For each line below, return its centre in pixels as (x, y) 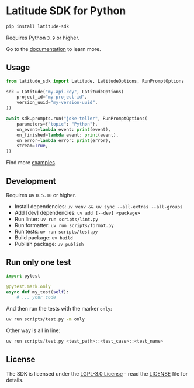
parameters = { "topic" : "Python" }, (57, 124)
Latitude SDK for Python (66, 11)
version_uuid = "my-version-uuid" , (57, 103)
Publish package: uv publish (49, 244)
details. (15, 380)
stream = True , (32, 146)
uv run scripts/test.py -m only (45, 319)
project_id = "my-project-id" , (52, 97)
